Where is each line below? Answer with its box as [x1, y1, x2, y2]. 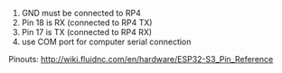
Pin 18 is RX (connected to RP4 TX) [21, 17, 153, 28]
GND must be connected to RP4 [21, 8, 141, 18]
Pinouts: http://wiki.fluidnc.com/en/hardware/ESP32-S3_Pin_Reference [8, 54, 274, 64]
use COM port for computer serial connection [21, 36, 192, 47]
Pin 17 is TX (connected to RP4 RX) [21, 27, 153, 37]
